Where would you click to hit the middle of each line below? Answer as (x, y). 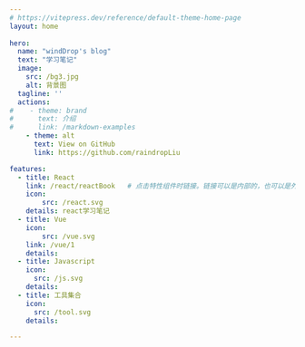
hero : (20, 43)
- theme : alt (50, 136)
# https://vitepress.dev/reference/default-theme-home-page (126, 18)
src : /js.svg (58, 279)
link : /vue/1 (50, 245)
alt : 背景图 (46, 85)
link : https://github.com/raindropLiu (107, 152)
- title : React (46, 178)
